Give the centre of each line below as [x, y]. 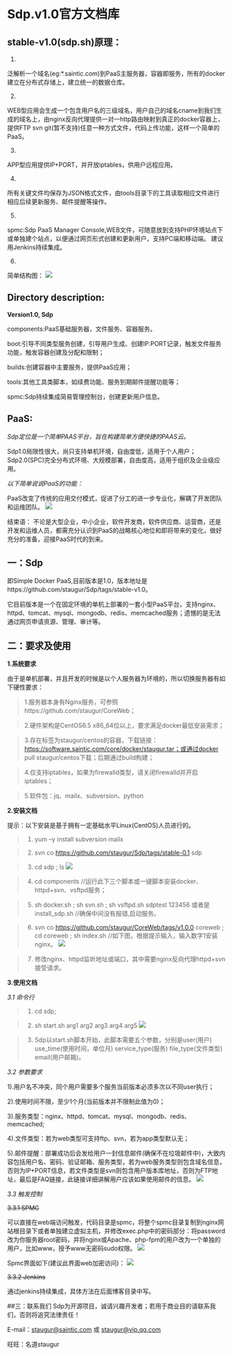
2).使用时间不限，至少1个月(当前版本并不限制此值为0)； [86, 1101]
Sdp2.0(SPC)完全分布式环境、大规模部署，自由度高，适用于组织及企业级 [111, 460]
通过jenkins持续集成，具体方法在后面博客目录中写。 [81, 1291]
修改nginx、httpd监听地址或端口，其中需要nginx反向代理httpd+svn [130, 959]
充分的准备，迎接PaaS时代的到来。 [57, 539]
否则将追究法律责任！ [50, 1315]
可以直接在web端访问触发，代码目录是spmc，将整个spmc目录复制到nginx [113, 1222]
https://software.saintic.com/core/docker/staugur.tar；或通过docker [121, 749]
